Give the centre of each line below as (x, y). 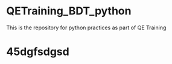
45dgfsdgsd (38, 52)
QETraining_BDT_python (69, 11)
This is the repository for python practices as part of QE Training (86, 28)
